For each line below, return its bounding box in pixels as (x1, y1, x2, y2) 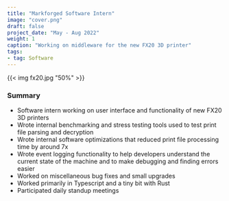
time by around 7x (16, 143, 69, 151)
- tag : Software (7, 55, 53, 62)
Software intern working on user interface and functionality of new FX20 (16, 106, 222, 115)
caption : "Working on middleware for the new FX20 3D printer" (7, 42, 192, 49)
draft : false (7, 23, 45, 29)
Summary (7, 91, 41, 100)
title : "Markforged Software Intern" (7, 10, 115, 17)
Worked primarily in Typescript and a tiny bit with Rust (16, 179, 170, 187)
